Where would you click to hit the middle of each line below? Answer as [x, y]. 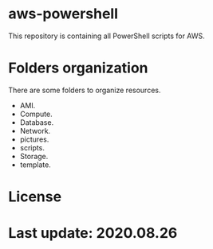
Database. [37, 122]
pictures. [34, 139]
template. [35, 165]
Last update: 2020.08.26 [93, 233]
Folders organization [79, 68]
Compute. [36, 114]
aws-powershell [63, 14]
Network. [35, 130]
